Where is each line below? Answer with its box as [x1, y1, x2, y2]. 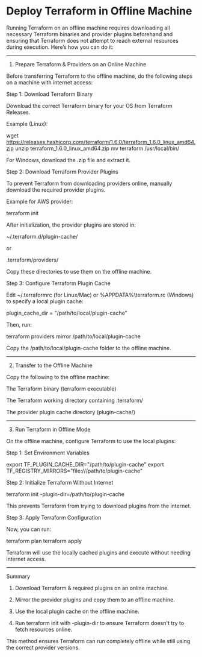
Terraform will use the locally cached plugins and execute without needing [6, 549, 191, 556]
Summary [6, 573, 31, 580]
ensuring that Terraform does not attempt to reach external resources [6, 37, 179, 44]
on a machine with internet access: [6, 78, 93, 86]
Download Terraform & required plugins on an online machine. [14, 584, 170, 591]
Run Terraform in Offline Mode [14, 426, 91, 433]
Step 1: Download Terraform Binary [6, 90, 93, 98]
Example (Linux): [6, 120, 48, 127]
